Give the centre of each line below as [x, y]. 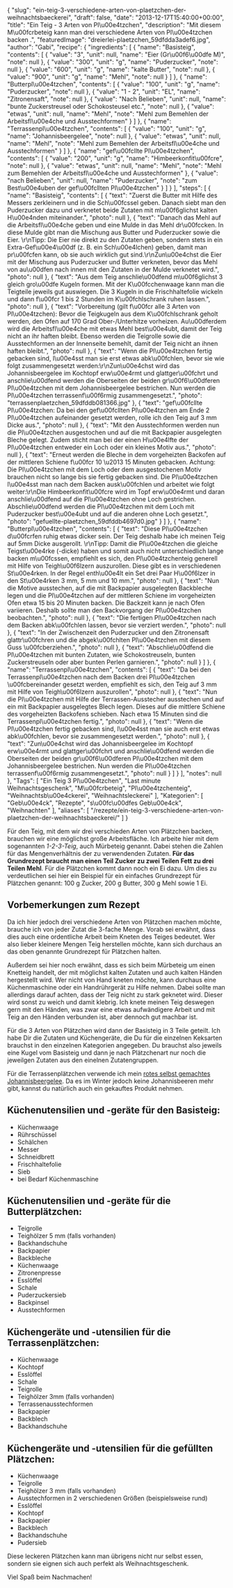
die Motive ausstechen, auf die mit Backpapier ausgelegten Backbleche [110, 588]
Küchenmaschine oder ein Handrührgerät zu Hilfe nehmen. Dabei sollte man [116, 987]
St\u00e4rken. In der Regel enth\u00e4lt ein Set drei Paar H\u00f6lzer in [111, 573]
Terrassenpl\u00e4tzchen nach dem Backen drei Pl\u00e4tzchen [101, 677]
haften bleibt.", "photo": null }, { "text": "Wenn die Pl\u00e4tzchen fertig [110, 351]
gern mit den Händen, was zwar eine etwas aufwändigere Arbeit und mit [111, 1009]
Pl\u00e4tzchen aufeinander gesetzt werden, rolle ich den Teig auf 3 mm [112, 417]
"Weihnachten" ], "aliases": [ [48, 810]
